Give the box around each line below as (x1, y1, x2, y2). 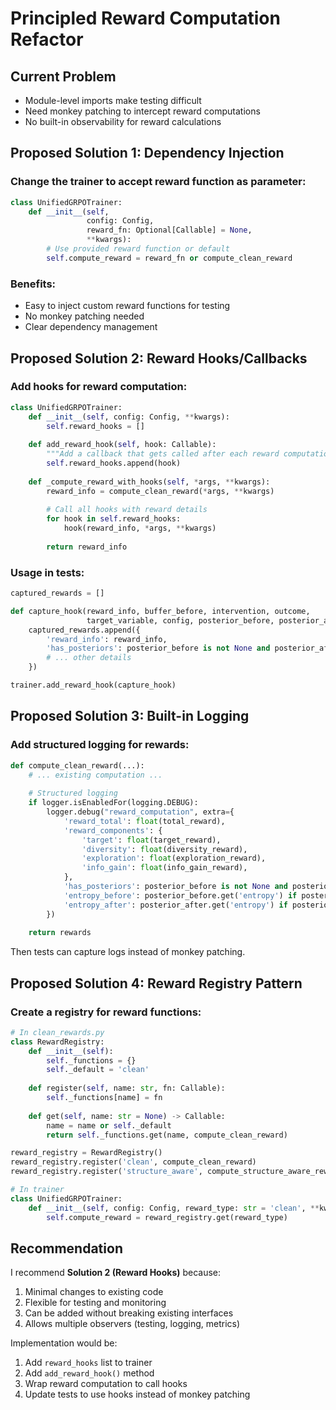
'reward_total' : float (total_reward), (63, 816, 226, 826)
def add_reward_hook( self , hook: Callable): (28, 440, 217, 450)
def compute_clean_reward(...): (10, 760, 145, 771)
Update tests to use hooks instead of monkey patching (24, 1388, 251, 1401)
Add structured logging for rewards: (10, 738, 190, 752)
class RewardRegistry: (10, 1037, 105, 1047)
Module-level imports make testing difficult (24, 95, 202, 106)
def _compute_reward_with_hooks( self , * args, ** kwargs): (28, 477, 271, 487)
